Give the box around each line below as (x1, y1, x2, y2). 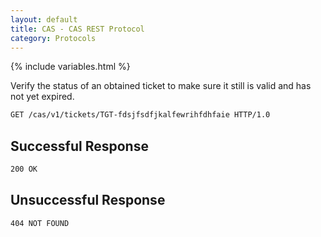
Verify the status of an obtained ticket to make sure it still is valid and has (10, 80, 312, 92)
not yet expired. (10, 91, 75, 103)
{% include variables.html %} (10, 61, 131, 73)
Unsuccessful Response (10, 192, 166, 209)
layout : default (10, 14, 78, 25)
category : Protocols (10, 33, 97, 43)
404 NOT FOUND (10, 218, 70, 228)
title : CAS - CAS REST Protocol (10, 24, 145, 34)
